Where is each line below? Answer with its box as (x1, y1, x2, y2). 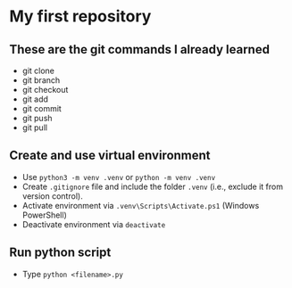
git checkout (21, 85, 69, 95)
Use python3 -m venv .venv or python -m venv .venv (21, 171, 216, 182)
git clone (21, 65, 55, 76)
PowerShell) (21, 210, 67, 220)
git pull (21, 122, 47, 133)
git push (21, 113, 53, 123)
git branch (21, 75, 61, 86)
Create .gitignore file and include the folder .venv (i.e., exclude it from (21, 181, 284, 192)
